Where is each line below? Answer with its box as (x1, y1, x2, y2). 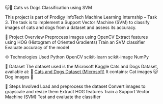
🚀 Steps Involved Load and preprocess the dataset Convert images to (5, 83, 146, 89)
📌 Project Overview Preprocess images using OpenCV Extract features (5, 34, 148, 40)
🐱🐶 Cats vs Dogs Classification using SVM (5, 5, 92, 10)
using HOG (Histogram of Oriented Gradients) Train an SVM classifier (5, 39, 145, 45)
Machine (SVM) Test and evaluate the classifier (5, 94, 101, 100)
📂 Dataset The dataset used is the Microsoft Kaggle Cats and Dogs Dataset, (5, 64, 159, 69)
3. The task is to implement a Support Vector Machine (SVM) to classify (5, 20, 150, 25)
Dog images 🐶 (5, 74, 33, 79)
